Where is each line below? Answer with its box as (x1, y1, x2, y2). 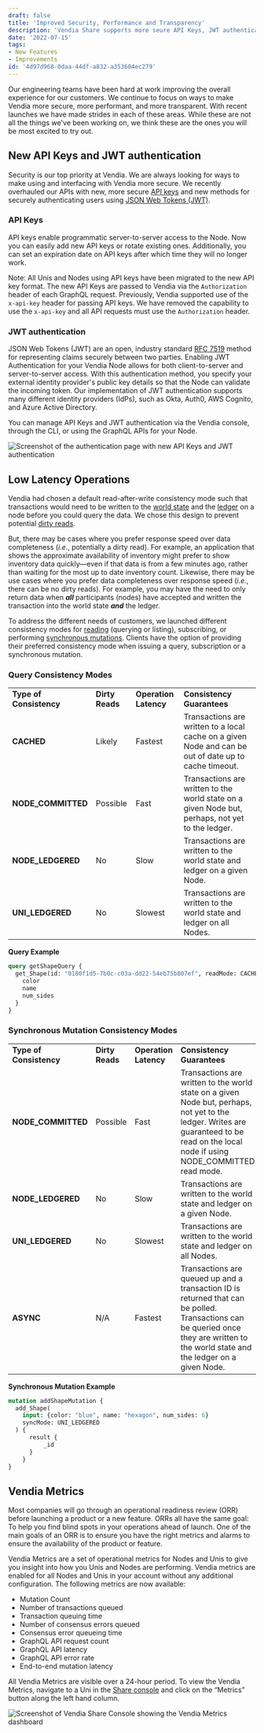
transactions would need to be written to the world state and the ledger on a (8, 502, 255, 511)
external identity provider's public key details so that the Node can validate (8, 377, 251, 387)
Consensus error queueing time (19, 1628, 123, 1638)
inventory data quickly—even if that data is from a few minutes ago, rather (8, 558, 249, 568)
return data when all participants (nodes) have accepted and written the (8, 592, 242, 602)
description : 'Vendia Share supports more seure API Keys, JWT (8, 26, 220, 34)
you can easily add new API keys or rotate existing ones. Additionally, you (8, 241, 247, 250)
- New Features (8, 48, 58, 56)
